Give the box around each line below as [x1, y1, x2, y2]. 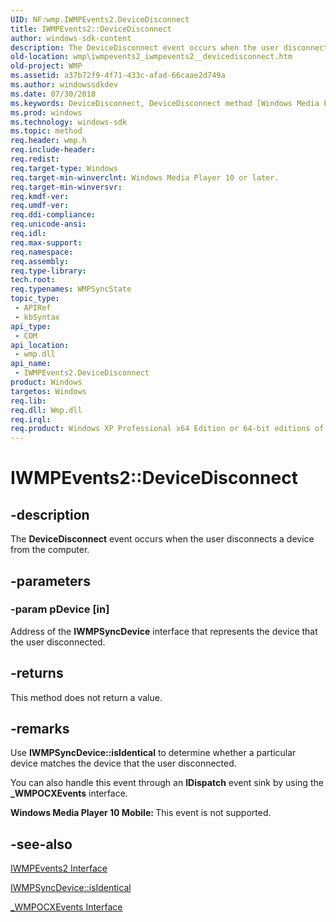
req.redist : [10, 154, 60, 164]
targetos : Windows [10, 386, 87, 396]
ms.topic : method [10, 126, 83, 136]
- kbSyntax [14, 312, 60, 322]
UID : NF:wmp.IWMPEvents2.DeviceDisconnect [10, 14, 190, 25]
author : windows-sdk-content [10, 33, 132, 43]
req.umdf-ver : [10, 201, 70, 211]
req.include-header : [10, 145, 97, 155]
